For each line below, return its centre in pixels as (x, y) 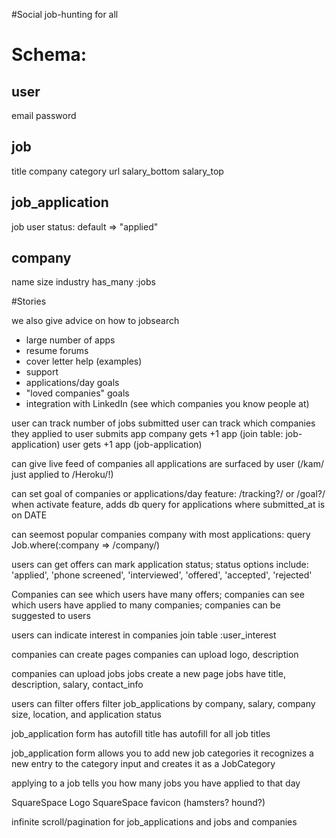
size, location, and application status (86, 715)
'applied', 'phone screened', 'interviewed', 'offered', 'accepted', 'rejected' (162, 575)
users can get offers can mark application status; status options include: (160, 565)
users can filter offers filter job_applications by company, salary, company (163, 704)
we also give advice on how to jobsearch (95, 321)
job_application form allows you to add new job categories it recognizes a (162, 753)
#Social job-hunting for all (65, 14)
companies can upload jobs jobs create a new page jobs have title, (148, 674)
